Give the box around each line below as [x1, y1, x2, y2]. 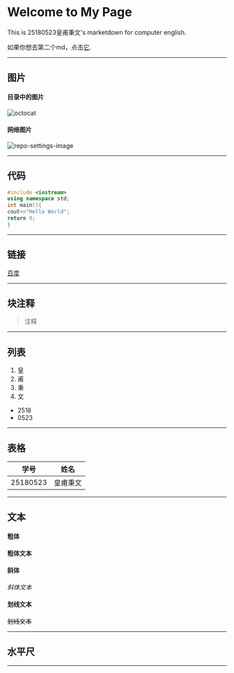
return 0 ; [7, 215, 36, 222]
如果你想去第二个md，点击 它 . [7, 43, 92, 51]
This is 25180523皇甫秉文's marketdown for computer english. [7, 28, 187, 36]
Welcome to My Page [7, 4, 132, 20]
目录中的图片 [7, 92, 44, 101]
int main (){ [7, 202, 42, 209]
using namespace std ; [7, 195, 70, 202]
